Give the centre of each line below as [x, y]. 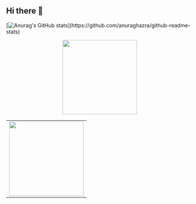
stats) [13, 32]
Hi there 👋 [25, 11]
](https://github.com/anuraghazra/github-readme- [129, 25]
